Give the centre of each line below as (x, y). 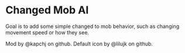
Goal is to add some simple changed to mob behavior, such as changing (92, 26)
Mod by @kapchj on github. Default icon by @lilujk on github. (79, 44)
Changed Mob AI (47, 10)
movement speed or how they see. (47, 32)
